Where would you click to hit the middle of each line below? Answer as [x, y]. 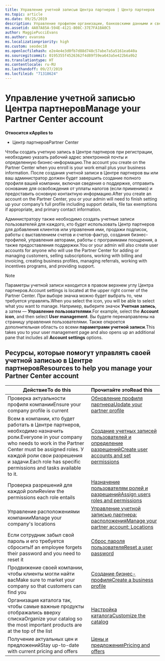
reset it [15, 560]
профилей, [16, 240]
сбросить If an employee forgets [45, 547]
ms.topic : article [24, 14]
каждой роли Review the [36, 491]
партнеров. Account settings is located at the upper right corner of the [77, 290]
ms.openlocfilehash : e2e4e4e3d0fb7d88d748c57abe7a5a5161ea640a [71, 51]
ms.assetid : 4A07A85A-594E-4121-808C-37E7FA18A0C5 [58, 28]
